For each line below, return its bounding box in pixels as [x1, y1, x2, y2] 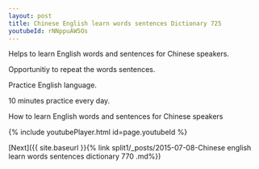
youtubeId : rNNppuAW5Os [8, 27, 89, 35]
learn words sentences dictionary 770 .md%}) [8, 151, 161, 162]
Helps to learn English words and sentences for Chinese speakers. [8, 49, 230, 59]
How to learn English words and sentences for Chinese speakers [8, 112, 223, 121]
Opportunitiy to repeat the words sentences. [8, 65, 156, 74]
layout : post [8, 11, 52, 20]
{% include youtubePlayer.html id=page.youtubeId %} [8, 127, 188, 137]
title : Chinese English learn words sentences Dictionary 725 [8, 19, 222, 27]
